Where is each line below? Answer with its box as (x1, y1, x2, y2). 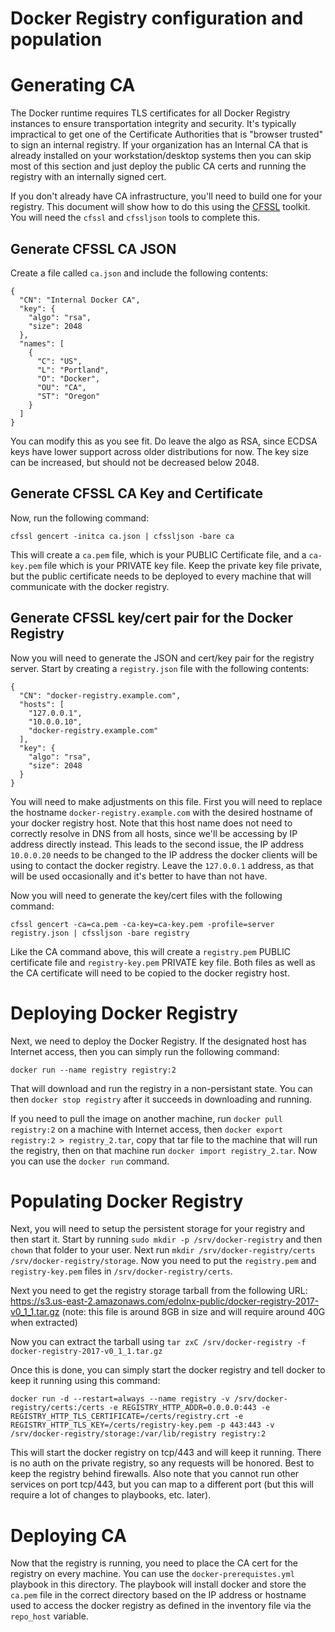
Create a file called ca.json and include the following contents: (10, 267, 269, 279)
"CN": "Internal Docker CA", (19, 295, 141, 305)
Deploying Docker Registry (10, 1002, 238, 1024)
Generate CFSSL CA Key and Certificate (10, 485, 263, 502)
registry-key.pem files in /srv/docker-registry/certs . (10, 1265, 233, 1277)
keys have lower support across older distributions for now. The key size (10, 445, 309, 457)
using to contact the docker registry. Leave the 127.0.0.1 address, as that (10, 859, 315, 871)
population (10, 28, 103, 51)
